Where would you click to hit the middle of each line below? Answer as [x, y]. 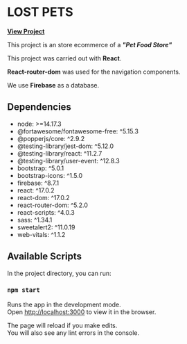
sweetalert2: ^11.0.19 [46, 227]
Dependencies [39, 107]
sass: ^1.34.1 [35, 220]
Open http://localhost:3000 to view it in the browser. [82, 312]
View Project [26, 31]
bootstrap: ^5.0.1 [41, 168]
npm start [24, 290]
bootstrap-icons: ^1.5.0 [50, 175]
